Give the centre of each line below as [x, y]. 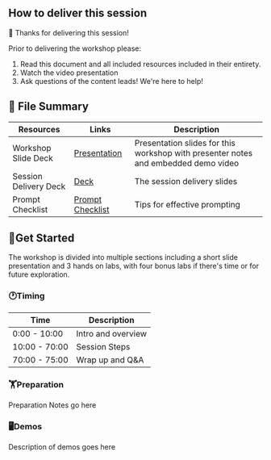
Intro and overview [112, 333]
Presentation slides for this [185, 143]
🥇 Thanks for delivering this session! [69, 32]
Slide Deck [33, 158]
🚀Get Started [42, 238]
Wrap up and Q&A [110, 360]
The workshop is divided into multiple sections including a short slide [123, 257]
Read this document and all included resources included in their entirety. [140, 64]
